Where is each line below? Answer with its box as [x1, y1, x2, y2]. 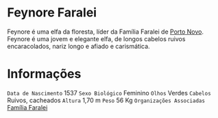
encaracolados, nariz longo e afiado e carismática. [7, 42, 150, 50]
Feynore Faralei [7, 5, 97, 21]
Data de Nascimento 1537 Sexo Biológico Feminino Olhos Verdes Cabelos [7, 88, 211, 97]
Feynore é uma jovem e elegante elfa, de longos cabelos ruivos [7, 34, 186, 43]
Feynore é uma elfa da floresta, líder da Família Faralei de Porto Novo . [7, 27, 204, 36]
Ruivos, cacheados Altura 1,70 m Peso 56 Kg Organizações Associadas [7, 96, 206, 104]
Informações [7, 67, 82, 82]
